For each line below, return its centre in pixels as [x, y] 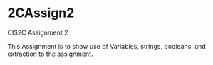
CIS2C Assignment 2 [38, 32]
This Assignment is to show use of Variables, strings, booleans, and [107, 46]
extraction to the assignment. [50, 54]
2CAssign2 [41, 13]
